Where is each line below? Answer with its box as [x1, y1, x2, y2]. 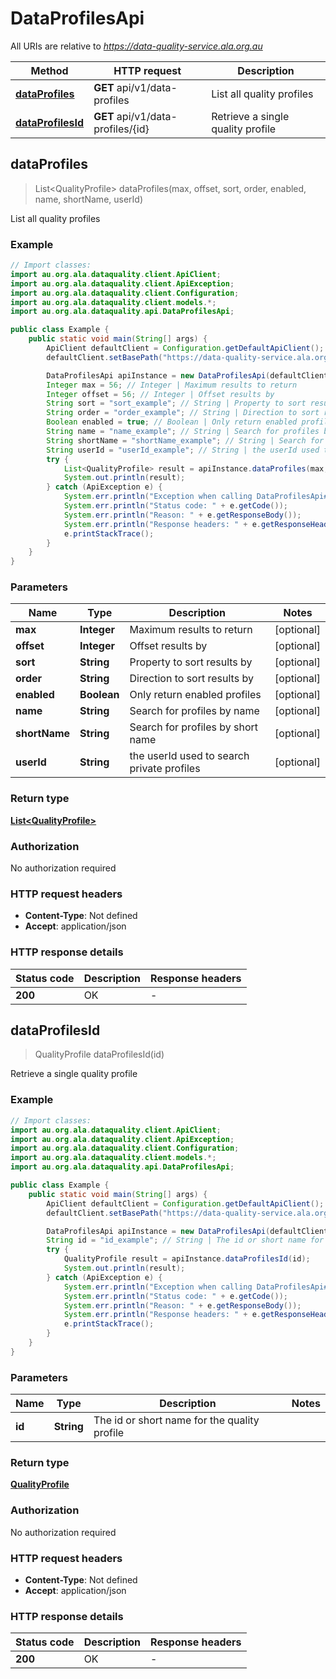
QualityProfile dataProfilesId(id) [34, 1048, 165, 1061]
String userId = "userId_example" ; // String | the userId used [46, 445, 320, 455]
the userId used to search [129, 749, 250, 763]
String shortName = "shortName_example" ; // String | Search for [46, 435, 325, 446]
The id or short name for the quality [93, 1413, 260, 1427]
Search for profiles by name [129, 704, 260, 718]
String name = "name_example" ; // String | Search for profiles [46, 427, 320, 437]
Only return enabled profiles [129, 688, 262, 702]
